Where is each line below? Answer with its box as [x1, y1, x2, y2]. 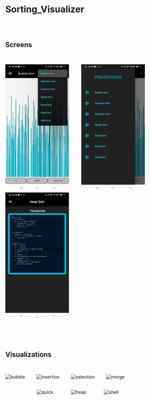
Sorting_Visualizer [5, 4, 85, 15]
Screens [5, 41, 32, 49]
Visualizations [5, 350, 52, 359]
